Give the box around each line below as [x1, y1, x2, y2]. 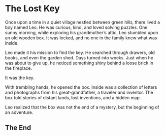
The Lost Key [5, 3, 60, 14]
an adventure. [5, 109, 33, 115]
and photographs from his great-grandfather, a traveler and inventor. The [5, 89, 154, 95]
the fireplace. [5, 65, 32, 71]
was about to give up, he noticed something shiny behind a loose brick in [5, 60, 154, 66]
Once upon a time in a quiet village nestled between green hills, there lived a [5, 19, 160, 25]
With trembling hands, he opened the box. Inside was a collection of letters [5, 84, 157, 90]
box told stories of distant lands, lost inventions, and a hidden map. [5, 94, 141, 101]
